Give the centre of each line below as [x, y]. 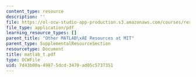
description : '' [26, 17]
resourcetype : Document [35, 49]
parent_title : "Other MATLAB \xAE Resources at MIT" [70, 38]
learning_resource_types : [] [41, 33]
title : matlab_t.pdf [31, 54]
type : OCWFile [23, 60]
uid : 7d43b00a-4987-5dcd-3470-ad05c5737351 [60, 65]
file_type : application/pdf [40, 27]
